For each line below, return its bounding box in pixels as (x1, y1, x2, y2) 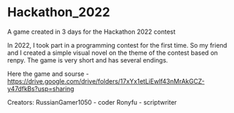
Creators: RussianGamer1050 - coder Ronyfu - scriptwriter (7, 98, 177, 106)
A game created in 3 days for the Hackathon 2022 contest (7, 27, 176, 36)
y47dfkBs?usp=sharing (7, 84, 74, 93)
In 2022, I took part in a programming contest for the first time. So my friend (7, 41, 228, 49)
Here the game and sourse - (7, 69, 89, 78)
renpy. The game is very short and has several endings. (7, 55, 169, 64)
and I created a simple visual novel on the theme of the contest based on (7, 48, 219, 57)
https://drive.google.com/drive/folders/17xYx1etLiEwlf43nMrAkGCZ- (7, 77, 205, 85)
